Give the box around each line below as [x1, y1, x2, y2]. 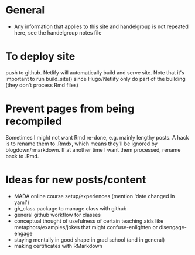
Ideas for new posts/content [5, 174, 146, 186]
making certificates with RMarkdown [13, 242, 103, 249]
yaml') [13, 199, 30, 206]
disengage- [159, 223, 187, 230]
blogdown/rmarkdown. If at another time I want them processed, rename [5, 146, 181, 153]
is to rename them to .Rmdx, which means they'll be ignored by [5, 140, 158, 147]
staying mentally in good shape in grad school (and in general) [13, 236, 165, 243]
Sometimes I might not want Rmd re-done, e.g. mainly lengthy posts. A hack [5, 134, 189, 141]
